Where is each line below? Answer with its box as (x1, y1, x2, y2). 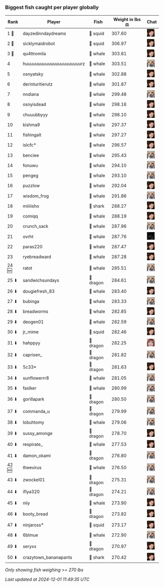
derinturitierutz (22, 81, 53, 87)
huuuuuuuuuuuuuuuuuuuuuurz (22, 61, 85, 67)
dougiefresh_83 (22, 288, 55, 294)
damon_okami (22, 453, 51, 458)
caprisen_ (22, 352, 42, 358)
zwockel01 (22, 477, 45, 483)
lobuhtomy (22, 419, 44, 425)
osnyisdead (22, 102, 46, 108)
